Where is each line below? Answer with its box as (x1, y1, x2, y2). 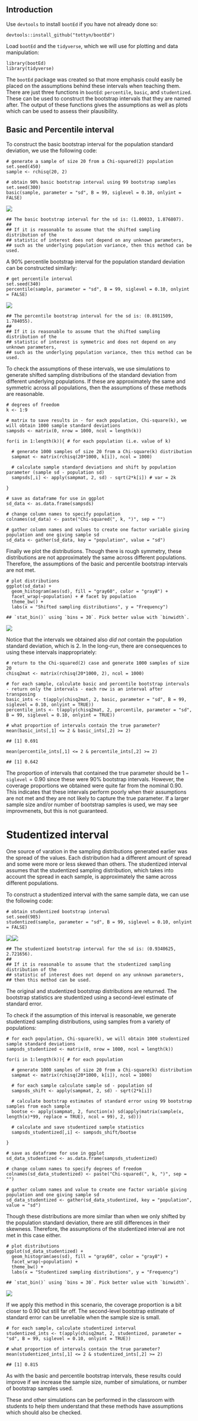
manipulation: (6, 49, 40, 56)
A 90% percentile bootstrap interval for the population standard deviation (6, 258, 185, 265)
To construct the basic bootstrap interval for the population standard (6, 140, 174, 147)
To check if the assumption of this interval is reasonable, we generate (6, 1011, 177, 1018)
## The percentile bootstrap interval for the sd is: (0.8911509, (6, 313, 174, 319)
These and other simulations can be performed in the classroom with (6, 1396, 175, 1403)
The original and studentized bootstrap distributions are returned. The (6, 987, 177, 995)
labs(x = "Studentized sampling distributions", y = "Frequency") (11, 1269, 179, 1275)
